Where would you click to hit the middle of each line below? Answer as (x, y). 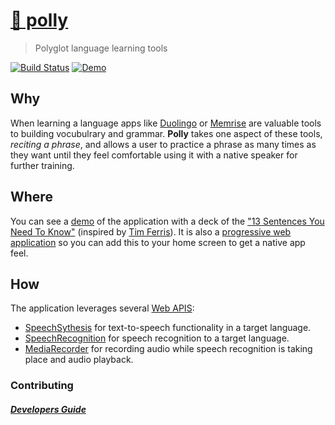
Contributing (42, 386)
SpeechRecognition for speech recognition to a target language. (157, 338)
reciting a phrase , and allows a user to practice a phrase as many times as (163, 144)
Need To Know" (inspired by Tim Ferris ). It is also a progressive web (151, 231)
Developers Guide (48, 409)
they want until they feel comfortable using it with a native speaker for (154, 155)
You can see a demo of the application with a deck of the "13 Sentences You (167, 221)
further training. (42, 165)
